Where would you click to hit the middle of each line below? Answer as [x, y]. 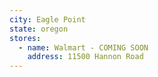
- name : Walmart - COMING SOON [83, 47]
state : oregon [39, 29]
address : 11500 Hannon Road [85, 57]
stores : [25, 38]
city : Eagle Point [47, 19]
